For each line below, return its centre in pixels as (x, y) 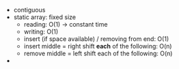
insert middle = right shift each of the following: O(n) (98, 46)
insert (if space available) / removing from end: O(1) (96, 39)
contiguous (29, 10)
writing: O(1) (41, 31)
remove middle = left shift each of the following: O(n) (98, 53)
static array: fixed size (45, 17)
